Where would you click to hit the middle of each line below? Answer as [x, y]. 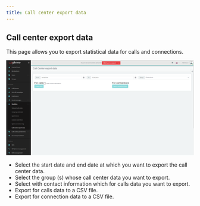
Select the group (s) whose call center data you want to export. [92, 178]
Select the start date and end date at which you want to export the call [101, 165]
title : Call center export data [46, 13]
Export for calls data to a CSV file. [56, 190]
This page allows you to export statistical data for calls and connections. [95, 52]
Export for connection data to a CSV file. [64, 196]
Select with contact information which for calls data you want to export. [102, 184]
